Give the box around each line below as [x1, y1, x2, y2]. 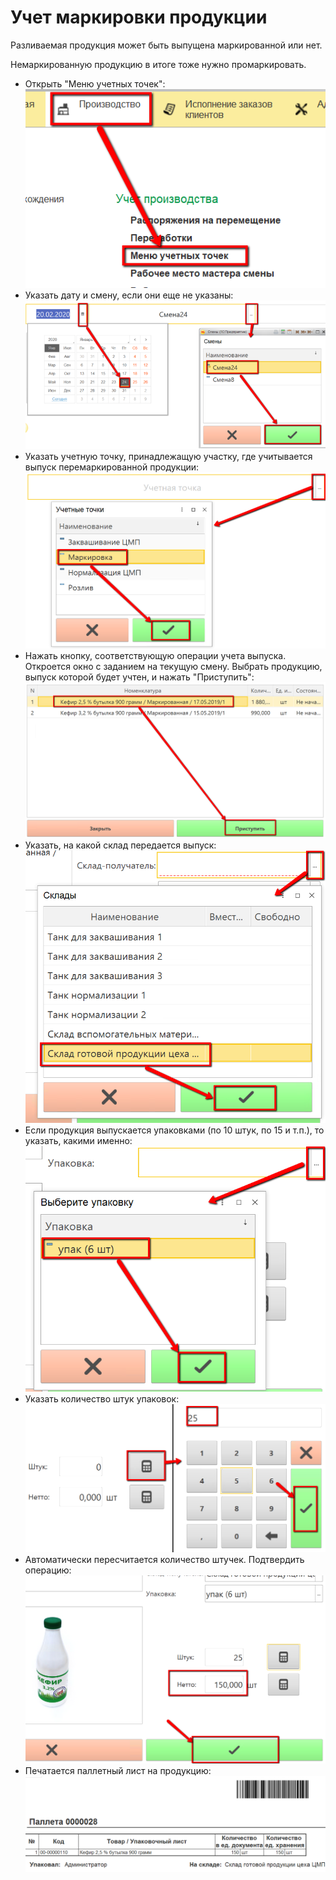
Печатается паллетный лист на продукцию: [24, 1764, 212, 1776]
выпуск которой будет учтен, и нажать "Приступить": [24, 671, 255, 683]
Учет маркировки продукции [10, 6, 268, 29]
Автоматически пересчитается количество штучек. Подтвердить [24, 1554, 305, 1566]
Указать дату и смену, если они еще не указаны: [24, 289, 234, 301]
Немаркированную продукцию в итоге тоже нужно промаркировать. [10, 58, 307, 70]
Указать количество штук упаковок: [24, 1393, 180, 1405]
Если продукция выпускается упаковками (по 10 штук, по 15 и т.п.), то [24, 1124, 325, 1136]
